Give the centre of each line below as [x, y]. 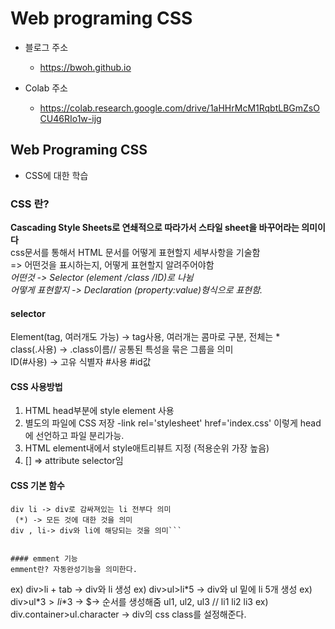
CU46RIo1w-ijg [70, 118]
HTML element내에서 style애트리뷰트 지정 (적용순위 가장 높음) [147, 448]
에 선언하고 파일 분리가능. [74, 436]
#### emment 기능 [44, 558]
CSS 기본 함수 [37, 486]
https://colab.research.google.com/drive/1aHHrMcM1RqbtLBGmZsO [179, 108]
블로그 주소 [46, 47]
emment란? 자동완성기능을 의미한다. [74, 569]
